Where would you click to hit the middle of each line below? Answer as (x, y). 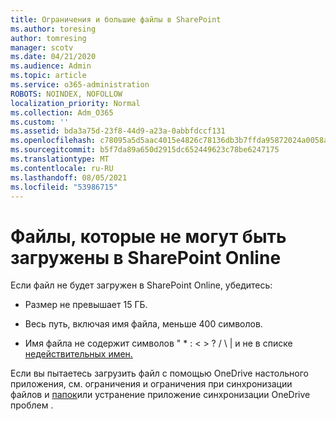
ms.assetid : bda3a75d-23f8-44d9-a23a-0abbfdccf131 (118, 131)
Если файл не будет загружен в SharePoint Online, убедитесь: (141, 285)
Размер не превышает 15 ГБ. (86, 305)
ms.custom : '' (40, 122)
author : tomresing (48, 38)
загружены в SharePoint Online (146, 257)
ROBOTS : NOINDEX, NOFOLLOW (66, 94)
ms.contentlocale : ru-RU (62, 168)
